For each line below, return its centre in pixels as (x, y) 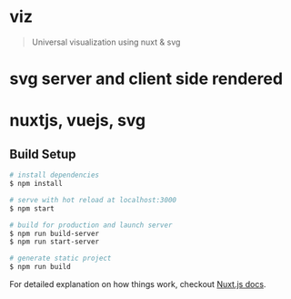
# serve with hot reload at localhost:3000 (93, 200)
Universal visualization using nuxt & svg (106, 42)
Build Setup (43, 154)
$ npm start (32, 208)
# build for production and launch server (91, 225)
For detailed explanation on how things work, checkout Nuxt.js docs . (138, 284)
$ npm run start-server (55, 242)
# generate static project (60, 258)
